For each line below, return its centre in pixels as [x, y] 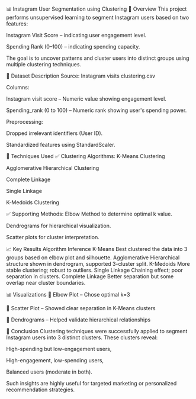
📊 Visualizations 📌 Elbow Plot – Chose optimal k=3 [68, 295]
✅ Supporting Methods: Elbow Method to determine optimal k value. [89, 214]
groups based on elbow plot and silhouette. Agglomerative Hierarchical [93, 258]
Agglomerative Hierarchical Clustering [53, 168]
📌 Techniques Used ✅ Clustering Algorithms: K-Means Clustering [86, 156]
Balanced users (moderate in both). [49, 372]
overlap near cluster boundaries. [46, 283]
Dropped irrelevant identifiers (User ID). [54, 133]
